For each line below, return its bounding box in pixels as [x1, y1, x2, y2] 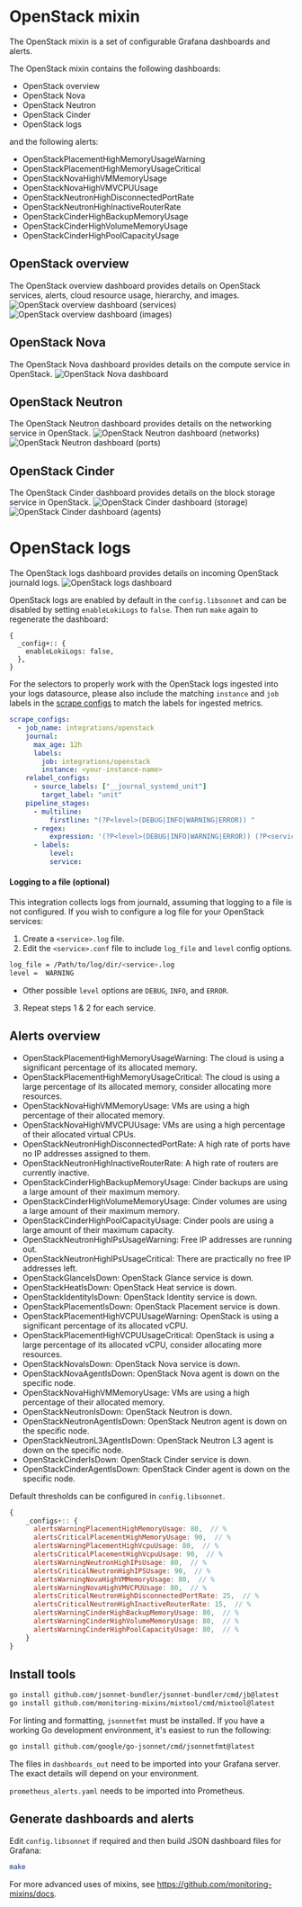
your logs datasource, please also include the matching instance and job [9, 688, 280, 699]
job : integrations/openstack [41, 757, 151, 766]
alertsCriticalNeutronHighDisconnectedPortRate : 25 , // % [32, 1591, 259, 1601]
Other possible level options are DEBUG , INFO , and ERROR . [22, 985, 229, 995]
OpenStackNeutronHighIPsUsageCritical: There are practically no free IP [22, 1253, 292, 1264]
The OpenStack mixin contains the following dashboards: [9, 63, 222, 74]
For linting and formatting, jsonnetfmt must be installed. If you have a [9, 1715, 265, 1726]
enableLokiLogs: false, [25, 647, 115, 656]
